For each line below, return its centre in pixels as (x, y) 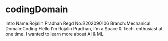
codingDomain (37, 9)
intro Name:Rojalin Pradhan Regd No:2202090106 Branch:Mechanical (78, 23)
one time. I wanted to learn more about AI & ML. (55, 34)
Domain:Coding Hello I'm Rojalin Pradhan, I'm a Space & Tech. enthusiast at (84, 28)
